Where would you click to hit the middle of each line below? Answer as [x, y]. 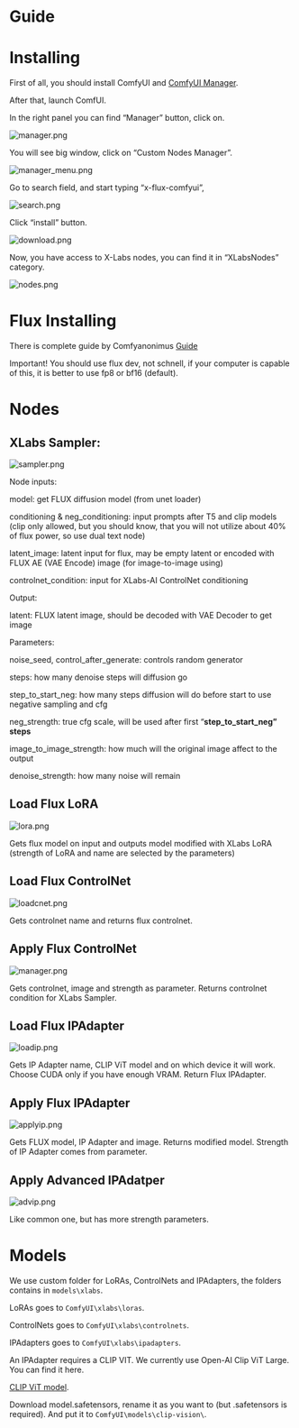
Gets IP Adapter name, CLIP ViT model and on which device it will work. [143, 1065]
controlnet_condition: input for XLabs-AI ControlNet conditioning [129, 581]
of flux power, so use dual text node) [77, 536]
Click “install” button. [48, 223]
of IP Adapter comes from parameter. [78, 1152]
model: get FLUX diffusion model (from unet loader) [105, 499]
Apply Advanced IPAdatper [87, 1180]
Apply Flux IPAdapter [70, 1103]
